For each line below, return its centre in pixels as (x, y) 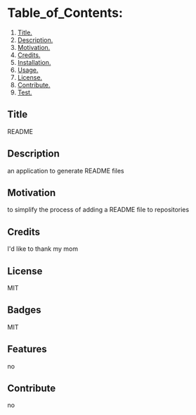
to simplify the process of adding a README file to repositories (98, 210)
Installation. (34, 62)
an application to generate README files (66, 171)
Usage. (28, 70)
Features (27, 349)
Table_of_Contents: (65, 13)
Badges (24, 310)
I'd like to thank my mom (43, 249)
